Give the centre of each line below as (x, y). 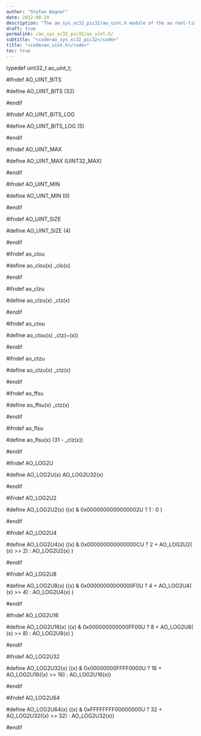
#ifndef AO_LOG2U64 (33, 698)
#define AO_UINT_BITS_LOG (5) (45, 126)
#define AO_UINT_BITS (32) (40, 91)
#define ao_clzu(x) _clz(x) (38, 300)
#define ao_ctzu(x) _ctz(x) (39, 370)
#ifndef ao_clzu (25, 289)
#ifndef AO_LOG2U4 (31, 533)
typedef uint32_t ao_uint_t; (39, 68)
